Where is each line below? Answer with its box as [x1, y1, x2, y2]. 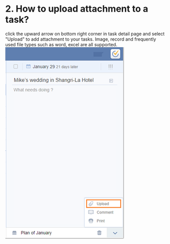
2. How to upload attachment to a [5, 3, 149, 15]
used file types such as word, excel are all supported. [5, 41, 118, 47]
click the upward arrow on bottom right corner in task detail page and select [5, 30, 165, 37]
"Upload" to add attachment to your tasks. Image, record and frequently [5, 36, 156, 42]
